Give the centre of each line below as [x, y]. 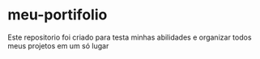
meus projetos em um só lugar [58, 45]
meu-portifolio [58, 15]
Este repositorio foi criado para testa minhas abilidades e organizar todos [130, 37]
